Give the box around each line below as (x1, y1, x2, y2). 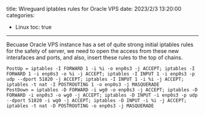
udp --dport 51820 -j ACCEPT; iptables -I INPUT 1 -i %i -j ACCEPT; (6, 76, 184, 82)
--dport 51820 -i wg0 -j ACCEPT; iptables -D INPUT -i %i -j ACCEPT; (6, 97, 187, 103)
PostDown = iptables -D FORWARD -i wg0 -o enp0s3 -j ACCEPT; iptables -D (6, 87, 198, 93)
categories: (6, 12, 35, 19)
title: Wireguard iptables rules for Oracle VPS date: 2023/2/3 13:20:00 (6, 5, 182, 12)
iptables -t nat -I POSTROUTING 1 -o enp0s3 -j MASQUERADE (6, 82, 160, 88)
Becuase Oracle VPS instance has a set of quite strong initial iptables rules (6, 41, 194, 48)
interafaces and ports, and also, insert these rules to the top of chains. (6, 54, 183, 61)
